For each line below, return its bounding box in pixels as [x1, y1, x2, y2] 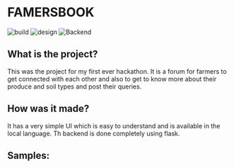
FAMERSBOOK [7, 4, 95, 21]
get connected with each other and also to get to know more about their [7, 74, 217, 83]
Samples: [7, 150, 50, 162]
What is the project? [7, 48, 98, 60]
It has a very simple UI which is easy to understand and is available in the [7, 121, 221, 130]
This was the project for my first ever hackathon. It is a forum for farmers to [7, 67, 228, 75]
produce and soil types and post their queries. [7, 82, 142, 91]
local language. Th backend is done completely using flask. [7, 129, 180, 138]
